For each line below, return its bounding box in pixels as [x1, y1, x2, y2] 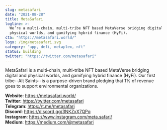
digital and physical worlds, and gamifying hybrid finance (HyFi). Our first [5, 73, 156, 79]
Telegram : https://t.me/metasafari [5, 103, 75, 110]
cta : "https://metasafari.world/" [5, 35, 77, 40]
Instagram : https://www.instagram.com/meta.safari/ [5, 114, 113, 120]
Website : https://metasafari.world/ [5, 93, 76, 99]
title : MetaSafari [5, 16, 43, 21]
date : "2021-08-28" [5, 12, 46, 17]
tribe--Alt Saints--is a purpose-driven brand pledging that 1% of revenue [5, 78, 154, 84]
